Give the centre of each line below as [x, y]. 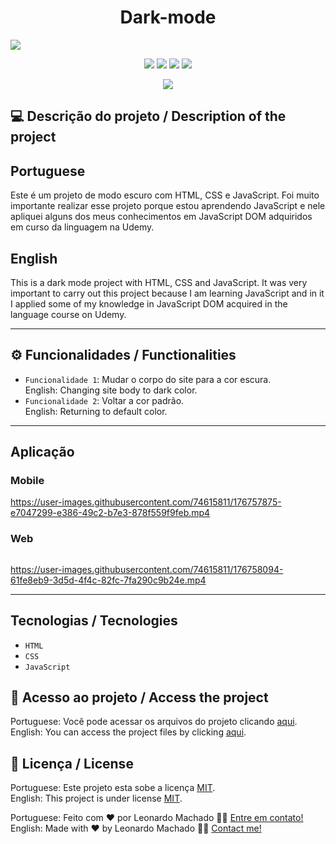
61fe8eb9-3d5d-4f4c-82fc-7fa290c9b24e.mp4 [108, 580]
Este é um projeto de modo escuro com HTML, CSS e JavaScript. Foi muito [165, 195]
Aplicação [42, 452]
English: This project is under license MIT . [96, 798]
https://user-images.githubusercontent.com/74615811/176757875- [146, 502]
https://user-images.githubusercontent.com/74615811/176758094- [147, 569]
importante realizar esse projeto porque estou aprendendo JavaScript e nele [168, 206]
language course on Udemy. [68, 314]
